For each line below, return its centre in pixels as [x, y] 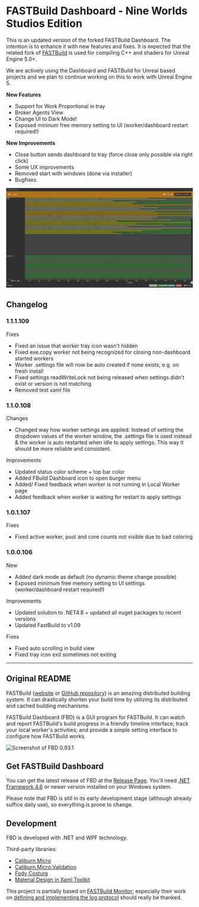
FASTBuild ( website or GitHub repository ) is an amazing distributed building [98, 693]
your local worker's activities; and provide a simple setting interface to [92, 730]
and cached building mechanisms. [48, 706]
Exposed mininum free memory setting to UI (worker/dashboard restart [101, 125]
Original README [39, 679]
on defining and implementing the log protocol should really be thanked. [94, 897]
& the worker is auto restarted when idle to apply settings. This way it [99, 443]
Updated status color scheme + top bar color [70, 472]
